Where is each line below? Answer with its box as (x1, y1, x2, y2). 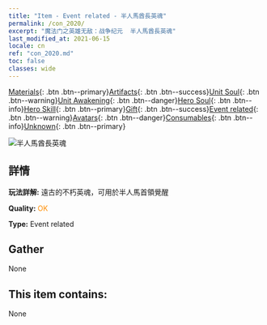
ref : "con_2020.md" (8, 49, 74, 58)
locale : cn (8, 42, 45, 50)
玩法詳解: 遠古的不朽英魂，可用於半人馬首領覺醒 (8, 187, 169, 197)
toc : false (8, 58, 45, 66)
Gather (8, 242, 44, 256)
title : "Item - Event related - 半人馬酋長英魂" (8, 11, 167, 20)
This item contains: (8, 287, 108, 301)
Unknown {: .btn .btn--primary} (23, 121, 126, 130)
